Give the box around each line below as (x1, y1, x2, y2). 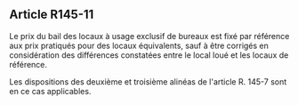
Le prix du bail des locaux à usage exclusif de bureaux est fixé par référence (9, 30, 290, 41)
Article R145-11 (9, 7, 94, 22)
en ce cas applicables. (9, 85, 92, 96)
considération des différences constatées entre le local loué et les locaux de (9, 49, 289, 61)
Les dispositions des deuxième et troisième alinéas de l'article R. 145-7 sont (9, 76, 287, 87)
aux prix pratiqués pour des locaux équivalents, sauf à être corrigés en (9, 40, 270, 51)
